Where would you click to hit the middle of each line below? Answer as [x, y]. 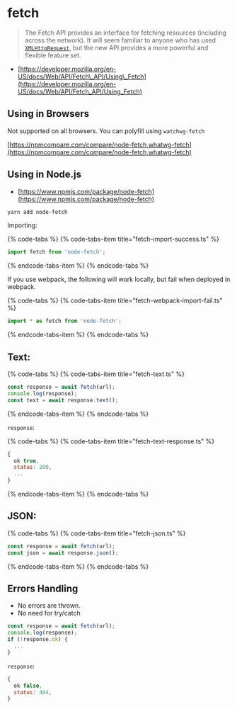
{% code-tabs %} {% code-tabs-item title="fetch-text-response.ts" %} [111, 441]
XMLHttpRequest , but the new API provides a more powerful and [116, 47]
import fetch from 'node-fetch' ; [57, 252]
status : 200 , [33, 467]
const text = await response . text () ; [63, 400]
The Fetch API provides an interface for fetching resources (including [126, 33]
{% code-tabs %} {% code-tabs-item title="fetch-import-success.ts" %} [114, 239]
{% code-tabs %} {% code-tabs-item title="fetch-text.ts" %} [96, 374]
